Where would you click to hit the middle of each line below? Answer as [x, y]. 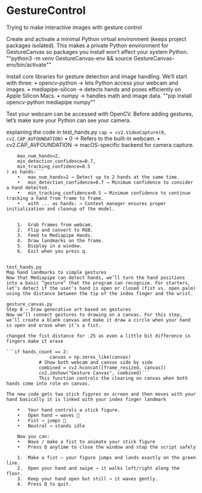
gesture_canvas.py [29, 304]
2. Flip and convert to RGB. [55, 230]
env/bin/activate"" [29, 65]
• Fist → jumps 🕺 [42, 420]
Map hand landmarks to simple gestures [57, 272]
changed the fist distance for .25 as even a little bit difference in [98, 336]
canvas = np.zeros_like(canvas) [90, 357]
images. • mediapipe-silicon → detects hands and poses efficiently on [94, 89]
